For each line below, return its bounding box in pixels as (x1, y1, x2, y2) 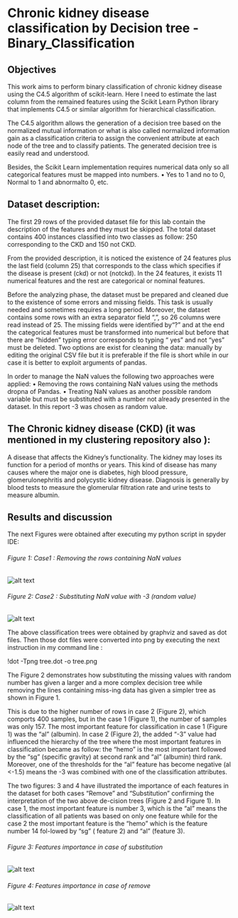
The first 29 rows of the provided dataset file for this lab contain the (7, 217, 206, 225)
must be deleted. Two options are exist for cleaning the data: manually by (7, 343, 222, 351)
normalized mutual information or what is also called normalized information (7, 127, 230, 134)
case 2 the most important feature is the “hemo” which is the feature (7, 819, 208, 828)
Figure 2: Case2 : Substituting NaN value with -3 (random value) (7, 592, 197, 601)
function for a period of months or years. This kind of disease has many (7, 460, 217, 469)
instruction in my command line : (7, 643, 103, 651)
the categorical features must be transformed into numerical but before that (7, 328, 229, 336)
